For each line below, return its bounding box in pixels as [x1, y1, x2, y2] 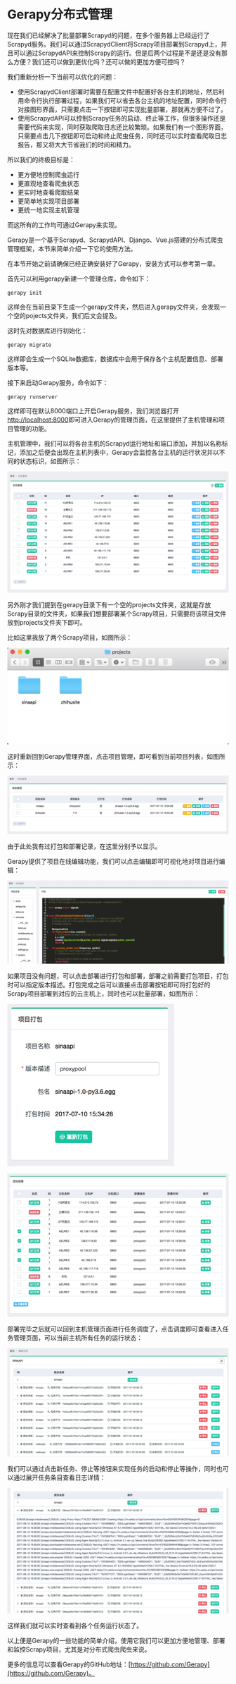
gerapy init [7, 289, 42, 296]
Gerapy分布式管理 [7, 6, 112, 23]
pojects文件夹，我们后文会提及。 [25, 311, 122, 319]
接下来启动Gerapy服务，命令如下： [7, 378, 109, 386]
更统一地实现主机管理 [17, 205, 79, 214]
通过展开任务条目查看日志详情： [13, 1473, 106, 1482]
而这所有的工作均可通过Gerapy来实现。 [7, 220, 121, 229]
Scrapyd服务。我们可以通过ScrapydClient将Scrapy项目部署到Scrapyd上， [7, 39, 221, 48]
